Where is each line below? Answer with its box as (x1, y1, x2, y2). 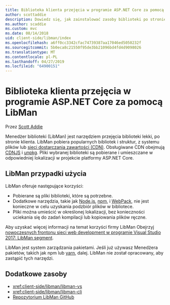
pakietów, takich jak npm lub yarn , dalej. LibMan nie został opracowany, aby (5, 249, 163, 256)
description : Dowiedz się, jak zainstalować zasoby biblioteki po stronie (5, 17, 166, 22)
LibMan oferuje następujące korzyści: (5, 183, 83, 189)
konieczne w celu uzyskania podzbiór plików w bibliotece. (12, 203, 134, 210)
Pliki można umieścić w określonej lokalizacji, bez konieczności (12, 209, 145, 215)
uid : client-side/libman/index (5, 36, 71, 41)
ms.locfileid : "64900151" (5, 64, 60, 69)
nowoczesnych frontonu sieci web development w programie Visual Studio (5, 229, 161, 235)
